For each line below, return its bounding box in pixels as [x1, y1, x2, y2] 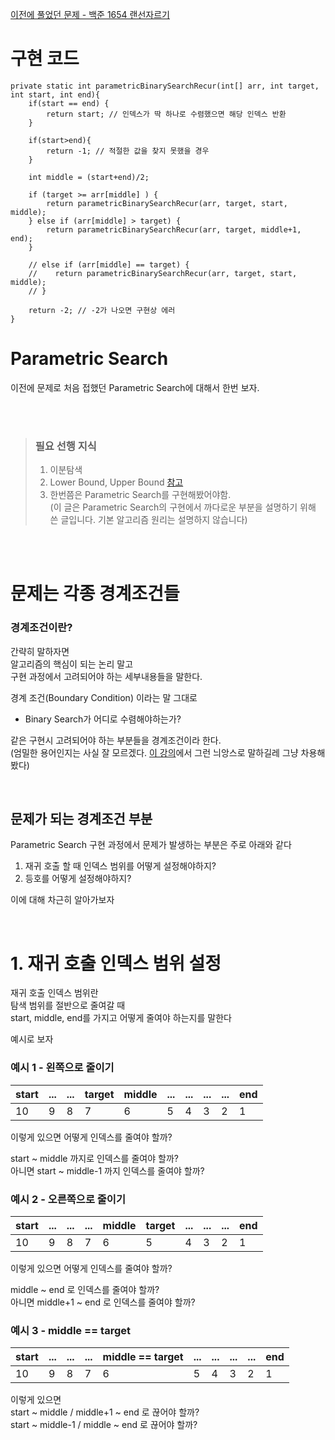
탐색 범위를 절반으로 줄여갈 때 [10, 999, 126, 1012]
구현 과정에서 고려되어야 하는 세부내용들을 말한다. [10, 670, 203, 682]
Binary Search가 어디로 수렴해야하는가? [24, 713, 182, 725]
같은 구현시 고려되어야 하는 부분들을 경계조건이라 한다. [10, 734, 222, 746]
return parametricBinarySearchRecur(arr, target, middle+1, [46, 224, 302, 235]
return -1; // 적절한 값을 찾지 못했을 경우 [46, 146, 210, 156]
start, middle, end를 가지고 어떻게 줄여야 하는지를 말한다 [10, 1012, 232, 1024]
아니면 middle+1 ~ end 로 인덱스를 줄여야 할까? [10, 1296, 196, 1308]
